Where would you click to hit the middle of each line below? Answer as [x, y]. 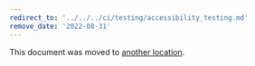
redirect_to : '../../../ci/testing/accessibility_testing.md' [129, 18]
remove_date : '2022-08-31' [60, 26]
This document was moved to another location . [97, 52]
